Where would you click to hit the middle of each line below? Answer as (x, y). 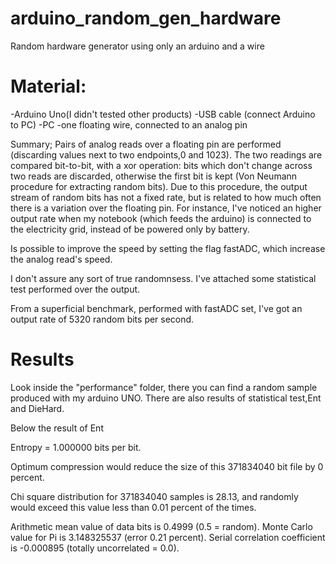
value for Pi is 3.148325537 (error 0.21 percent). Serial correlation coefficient (168, 537)
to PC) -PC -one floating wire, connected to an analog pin (129, 124)
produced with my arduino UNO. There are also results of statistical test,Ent (166, 398)
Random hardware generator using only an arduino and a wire (137, 46)
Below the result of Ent (57, 428)
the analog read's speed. (61, 259)
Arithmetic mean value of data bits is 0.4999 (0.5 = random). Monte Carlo (161, 526)
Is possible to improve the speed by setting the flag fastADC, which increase (168, 248)
